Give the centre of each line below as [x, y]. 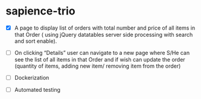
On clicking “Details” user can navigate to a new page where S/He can [102, 53]
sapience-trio [41, 11]
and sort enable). [36, 41]
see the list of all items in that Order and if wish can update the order [100, 60]
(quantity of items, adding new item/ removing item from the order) [97, 66]
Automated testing [37, 90]
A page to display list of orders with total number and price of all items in [105, 28]
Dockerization [32, 78]
